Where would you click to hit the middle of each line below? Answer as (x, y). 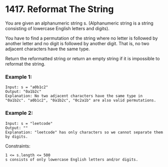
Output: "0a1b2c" (23, 92)
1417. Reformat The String (60, 9)
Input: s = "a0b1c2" (27, 87)
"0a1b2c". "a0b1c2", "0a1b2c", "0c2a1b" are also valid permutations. (81, 101)
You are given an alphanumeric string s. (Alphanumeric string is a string (79, 23)
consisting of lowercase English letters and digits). (57, 28)
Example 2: (19, 113)
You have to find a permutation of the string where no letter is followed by (81, 38)
